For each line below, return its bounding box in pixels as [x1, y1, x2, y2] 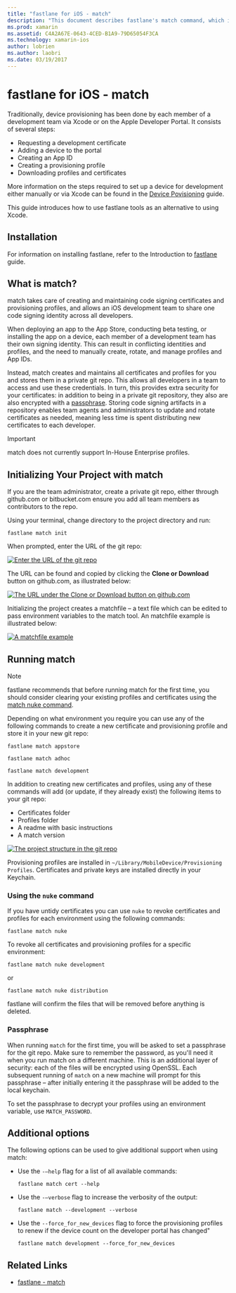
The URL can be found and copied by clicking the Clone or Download [7, 569, 209, 578]
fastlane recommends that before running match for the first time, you [7, 685, 209, 694]
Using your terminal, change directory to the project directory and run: [7, 516, 211, 525]
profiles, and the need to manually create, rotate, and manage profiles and [7, 347, 223, 356]
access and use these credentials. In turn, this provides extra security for [7, 383, 219, 392]
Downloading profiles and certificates [17, 168, 126, 177]
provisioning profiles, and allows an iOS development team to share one [7, 304, 216, 312]
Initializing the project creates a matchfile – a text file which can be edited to [7, 604, 228, 613]
